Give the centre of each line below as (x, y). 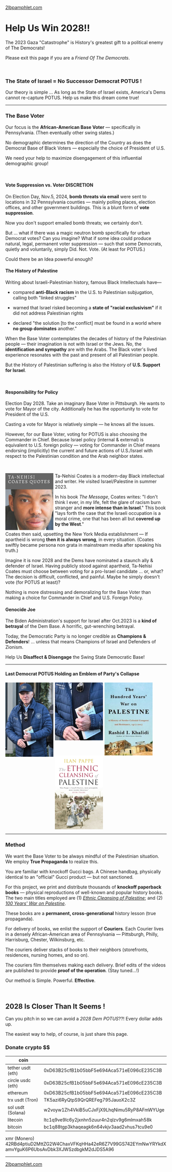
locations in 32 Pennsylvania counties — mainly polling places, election (80, 202)
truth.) (12, 551)
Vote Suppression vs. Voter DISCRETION (49, 185)
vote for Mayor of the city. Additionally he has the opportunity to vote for (82, 409)
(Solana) (16, 1112)
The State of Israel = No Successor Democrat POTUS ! (74, 81)
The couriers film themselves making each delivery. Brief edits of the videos (85, 965)
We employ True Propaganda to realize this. (52, 861)
